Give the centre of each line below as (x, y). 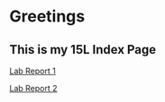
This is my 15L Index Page (83, 50)
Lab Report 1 (32, 71)
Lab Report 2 (33, 88)
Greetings (47, 17)
